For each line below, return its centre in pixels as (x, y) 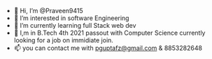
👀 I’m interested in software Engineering (71, 18)
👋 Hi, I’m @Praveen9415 (49, 11)
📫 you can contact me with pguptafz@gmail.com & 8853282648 (108, 48)
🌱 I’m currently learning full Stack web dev (75, 25)
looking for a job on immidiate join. (64, 40)
